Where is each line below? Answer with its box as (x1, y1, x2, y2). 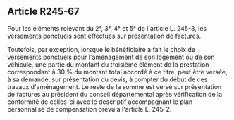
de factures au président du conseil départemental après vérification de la (7, 90, 223, 98)
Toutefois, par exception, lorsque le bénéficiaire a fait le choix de (7, 45, 196, 53)
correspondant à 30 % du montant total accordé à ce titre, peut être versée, (7, 67, 228, 76)
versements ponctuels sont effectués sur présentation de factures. (7, 32, 202, 40)
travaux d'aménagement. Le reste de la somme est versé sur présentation (7, 82, 222, 91)
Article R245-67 (7, 6, 80, 18)
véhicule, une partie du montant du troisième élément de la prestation (7, 60, 209, 69)
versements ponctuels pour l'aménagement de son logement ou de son (7, 53, 215, 61)
